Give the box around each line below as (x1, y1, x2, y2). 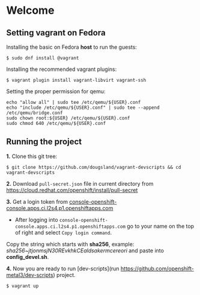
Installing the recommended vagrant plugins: (6, 65, 117, 73)
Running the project (6, 136, 82, 147)
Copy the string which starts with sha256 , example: (6, 240, 135, 248)
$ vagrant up (6, 283, 39, 289)
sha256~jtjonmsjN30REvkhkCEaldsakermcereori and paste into (6, 247, 164, 254)
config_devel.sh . (6, 253, 49, 260)
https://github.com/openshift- (120, 265, 194, 272)
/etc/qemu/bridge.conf (6, 110, 63, 116)
